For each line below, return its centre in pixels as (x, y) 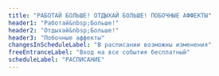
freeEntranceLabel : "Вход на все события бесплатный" (100, 52)
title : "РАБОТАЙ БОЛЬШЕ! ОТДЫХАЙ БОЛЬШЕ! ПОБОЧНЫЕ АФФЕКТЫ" (110, 15)
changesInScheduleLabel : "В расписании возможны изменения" (110, 45)
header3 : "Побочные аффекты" (57, 38)
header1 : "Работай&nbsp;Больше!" (64, 23)
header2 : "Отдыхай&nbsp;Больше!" (64, 30)
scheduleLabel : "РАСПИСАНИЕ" (57, 60)
